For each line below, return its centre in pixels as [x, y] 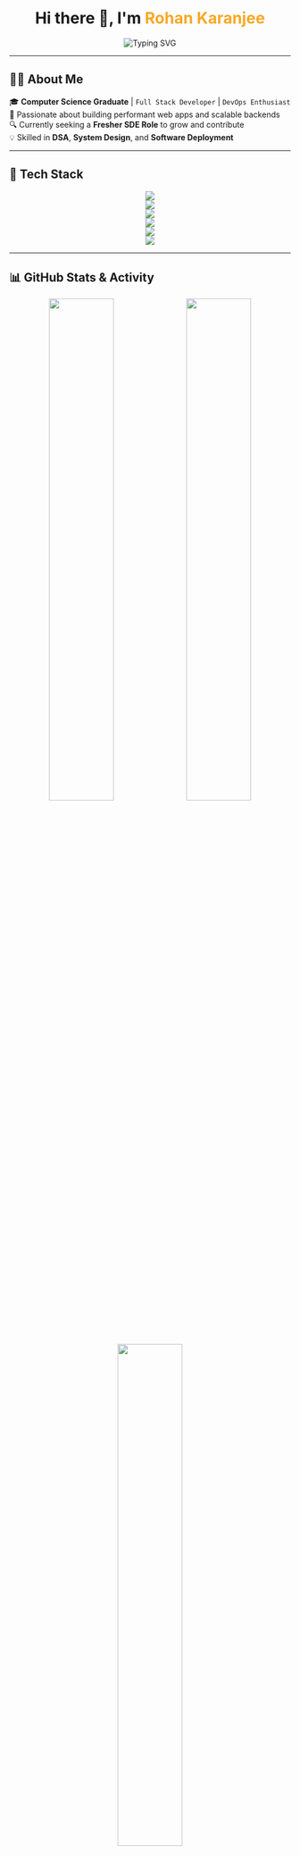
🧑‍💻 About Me [46, 80]
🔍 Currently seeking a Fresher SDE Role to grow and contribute [127, 124]
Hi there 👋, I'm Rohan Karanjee [150, 18]
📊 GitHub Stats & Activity [82, 277]
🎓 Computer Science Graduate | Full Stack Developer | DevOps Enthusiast [150, 101]
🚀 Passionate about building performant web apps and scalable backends [145, 114]
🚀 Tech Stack [46, 175]
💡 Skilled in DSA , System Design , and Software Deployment [121, 137]
